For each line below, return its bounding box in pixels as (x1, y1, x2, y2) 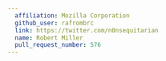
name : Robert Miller (14, 33, 83, 42)
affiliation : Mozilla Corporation (14, 11, 130, 20)
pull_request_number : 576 (14, 41, 102, 49)
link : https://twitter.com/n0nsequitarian (14, 26, 159, 34)
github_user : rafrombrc (14, 19, 94, 27)
